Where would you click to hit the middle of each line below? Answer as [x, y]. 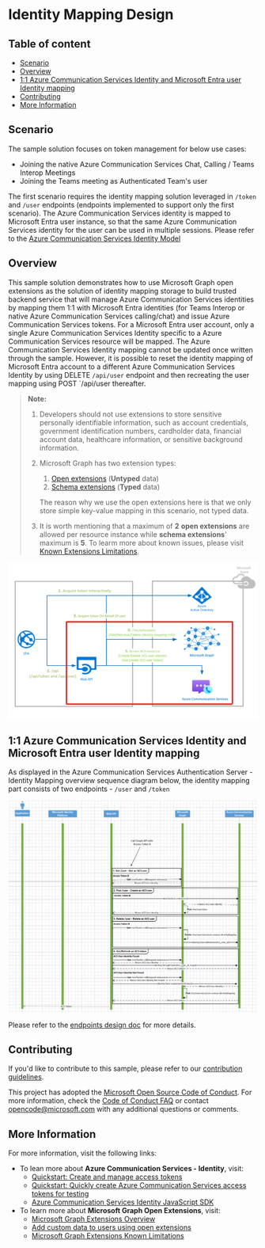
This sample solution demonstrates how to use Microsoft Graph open [121, 282]
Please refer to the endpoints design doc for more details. [102, 1025]
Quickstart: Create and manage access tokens [107, 1177]
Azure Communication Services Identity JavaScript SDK [123, 1202]
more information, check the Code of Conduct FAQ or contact [109, 1101]
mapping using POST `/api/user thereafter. [77, 383]
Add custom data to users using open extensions [111, 1227]
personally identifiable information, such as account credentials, [144, 422]
